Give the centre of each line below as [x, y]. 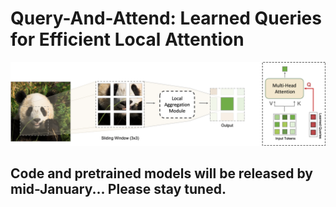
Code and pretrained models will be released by [161, 173]
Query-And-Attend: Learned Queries [166, 18]
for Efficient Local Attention [127, 39]
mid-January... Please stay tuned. [118, 189]
